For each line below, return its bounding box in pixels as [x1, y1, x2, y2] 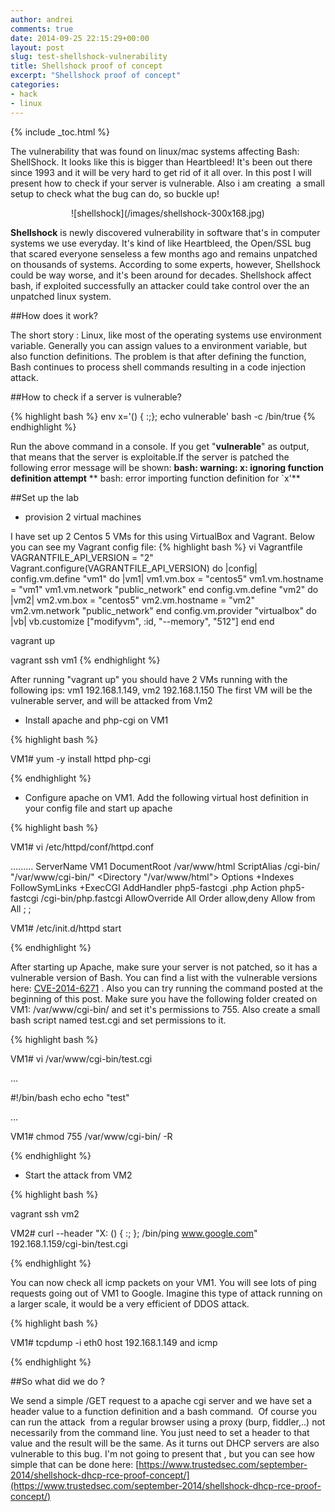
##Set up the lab [10, 491, 79, 503]
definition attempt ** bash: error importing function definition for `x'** [10, 472, 301, 484]
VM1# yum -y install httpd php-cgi [10, 752, 152, 765]
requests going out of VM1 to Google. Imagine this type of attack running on [10, 1287, 323, 1299]
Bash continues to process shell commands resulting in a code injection [10, 361, 307, 373]
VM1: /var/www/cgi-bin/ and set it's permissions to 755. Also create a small [10, 1003, 321, 1015]
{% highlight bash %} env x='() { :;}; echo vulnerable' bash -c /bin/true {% [10, 410, 317, 422]
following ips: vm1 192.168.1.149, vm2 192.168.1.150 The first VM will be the [10, 684, 313, 696]
